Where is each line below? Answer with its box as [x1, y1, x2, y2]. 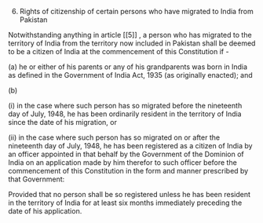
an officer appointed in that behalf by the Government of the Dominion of [8, 149, 245, 159]
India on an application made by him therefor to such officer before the [8, 158, 237, 167]
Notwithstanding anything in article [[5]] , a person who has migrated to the [8, 31, 253, 39]
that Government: [8, 174, 65, 184]
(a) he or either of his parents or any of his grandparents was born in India [8, 62, 248, 71]
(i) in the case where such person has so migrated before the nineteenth [8, 101, 243, 110]
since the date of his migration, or [8, 118, 118, 126]
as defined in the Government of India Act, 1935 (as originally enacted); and [8, 71, 253, 79]
